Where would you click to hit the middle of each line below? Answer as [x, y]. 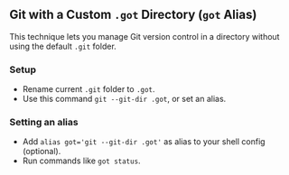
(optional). [42, 152]
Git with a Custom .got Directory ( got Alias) [133, 15]
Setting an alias [44, 123]
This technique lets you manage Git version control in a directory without [144, 36]
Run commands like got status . [82, 161]
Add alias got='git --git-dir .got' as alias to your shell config [144, 142]
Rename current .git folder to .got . [89, 89]
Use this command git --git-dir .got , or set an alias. [124, 99]
